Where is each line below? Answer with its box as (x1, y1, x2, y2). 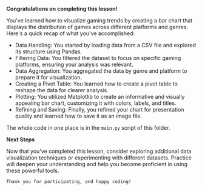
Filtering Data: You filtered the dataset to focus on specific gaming (15, 55, 181, 61)
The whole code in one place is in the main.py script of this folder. (6, 124, 170, 131)
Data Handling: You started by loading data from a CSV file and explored (15, 42, 196, 49)
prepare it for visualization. (15, 74, 82, 81)
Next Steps (6, 136, 35, 143)
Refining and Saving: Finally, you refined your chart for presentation (15, 106, 184, 113)
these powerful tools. (6, 167, 59, 174)
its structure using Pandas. (15, 48, 82, 55)
